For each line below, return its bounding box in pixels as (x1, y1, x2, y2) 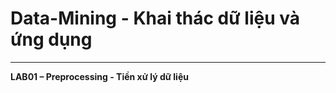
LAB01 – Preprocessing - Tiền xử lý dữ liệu (10, 70, 189, 82)
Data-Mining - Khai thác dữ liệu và (10, 7, 300, 30)
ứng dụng (10, 28, 93, 51)
